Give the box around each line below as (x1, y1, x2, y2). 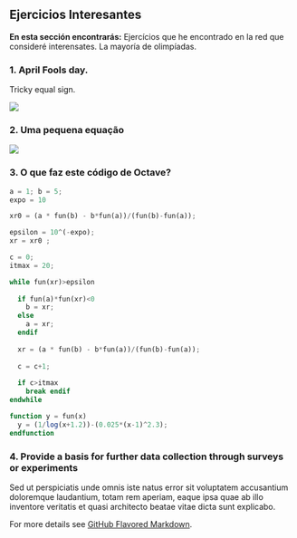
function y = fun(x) (9, 411, 88, 420)
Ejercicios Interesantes (9, 7, 142, 23)
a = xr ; (25, 320, 54, 329)
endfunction (9, 428, 54, 437)
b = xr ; (25, 303, 54, 312)
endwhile (9, 396, 43, 405)
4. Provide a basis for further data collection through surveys (9, 450, 283, 463)
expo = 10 (9, 195, 47, 205)
